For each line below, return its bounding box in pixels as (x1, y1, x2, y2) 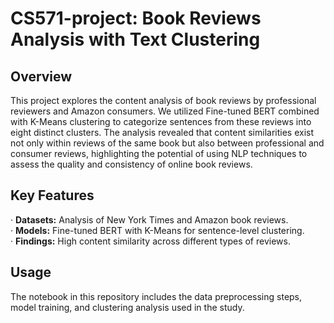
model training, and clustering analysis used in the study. (10, 301, 245, 313)
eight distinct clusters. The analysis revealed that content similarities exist (10, 127, 315, 138)
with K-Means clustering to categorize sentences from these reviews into (10, 116, 312, 127)
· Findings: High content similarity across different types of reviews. (10, 235, 291, 247)
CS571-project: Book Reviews (10, 7, 262, 30)
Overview (10, 68, 73, 85)
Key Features (10, 187, 95, 204)
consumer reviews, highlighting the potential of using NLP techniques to (10, 148, 308, 159)
